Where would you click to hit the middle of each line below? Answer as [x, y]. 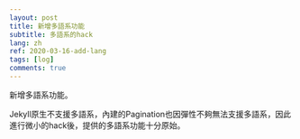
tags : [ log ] [32, 60]
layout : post [34, 18]
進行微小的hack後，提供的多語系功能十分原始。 [97, 125]
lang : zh [26, 43]
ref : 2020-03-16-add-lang [58, 51]
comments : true [38, 69]
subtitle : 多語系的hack [51, 34]
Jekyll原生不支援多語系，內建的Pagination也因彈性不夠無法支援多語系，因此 [150, 114]
